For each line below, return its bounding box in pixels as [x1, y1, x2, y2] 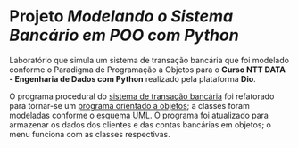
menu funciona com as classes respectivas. [9, 128, 171, 139]
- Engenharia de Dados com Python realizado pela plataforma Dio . [9, 73, 256, 84]
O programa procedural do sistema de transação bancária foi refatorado [9, 91, 275, 102]
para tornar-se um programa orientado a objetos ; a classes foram [9, 100, 250, 111]
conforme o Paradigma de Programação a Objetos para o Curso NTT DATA [9, 64, 286, 75]
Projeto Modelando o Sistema [9, 6, 234, 27]
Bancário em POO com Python [9, 25, 239, 45]
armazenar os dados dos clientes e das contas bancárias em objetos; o [9, 119, 272, 130]
